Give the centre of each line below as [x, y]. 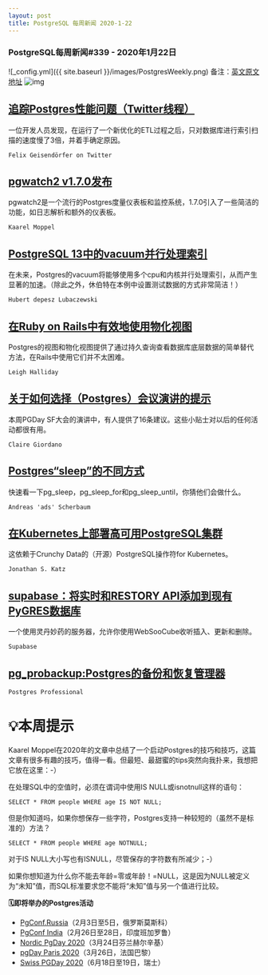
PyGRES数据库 [45, 611]
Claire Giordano [35, 445]
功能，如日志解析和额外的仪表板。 [64, 212]
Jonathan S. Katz [37, 569]
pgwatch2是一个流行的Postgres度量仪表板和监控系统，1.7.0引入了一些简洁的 [134, 202]
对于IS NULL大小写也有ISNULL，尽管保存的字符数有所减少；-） [112, 859]
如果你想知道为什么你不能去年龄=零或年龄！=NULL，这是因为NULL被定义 [129, 876]
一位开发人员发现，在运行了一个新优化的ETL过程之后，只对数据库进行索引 [130, 130]
